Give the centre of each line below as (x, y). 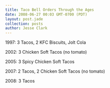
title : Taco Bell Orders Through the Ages (50, 10)
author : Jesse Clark (27, 28)
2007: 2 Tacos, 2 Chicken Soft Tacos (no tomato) (55, 71)
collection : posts (24, 24)
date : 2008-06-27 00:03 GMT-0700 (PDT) (46, 14)
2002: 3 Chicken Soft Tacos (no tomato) (46, 52)
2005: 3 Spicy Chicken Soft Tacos (40, 62)
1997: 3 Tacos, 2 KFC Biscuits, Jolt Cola (46, 42)
